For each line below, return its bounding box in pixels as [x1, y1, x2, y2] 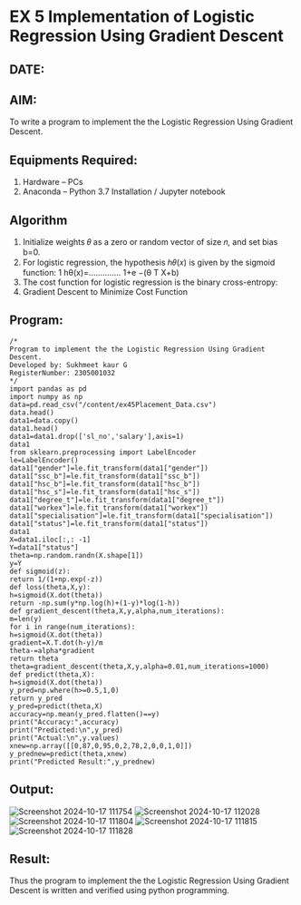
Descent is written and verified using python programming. [9, 885, 229, 896]
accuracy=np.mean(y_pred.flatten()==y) [9, 709, 160, 718]
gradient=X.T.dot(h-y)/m [9, 637, 103, 647]
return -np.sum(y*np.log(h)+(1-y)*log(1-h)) [9, 598, 180, 608]
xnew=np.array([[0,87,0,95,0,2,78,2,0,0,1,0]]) [9, 741, 193, 750]
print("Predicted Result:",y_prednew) [9, 757, 156, 766]
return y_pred [9, 694, 63, 703]
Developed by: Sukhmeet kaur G [9, 360, 128, 369]
